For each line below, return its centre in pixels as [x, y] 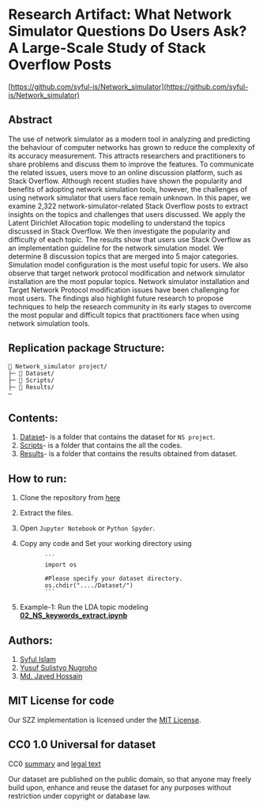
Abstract [30, 120]
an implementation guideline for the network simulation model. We [116, 248]
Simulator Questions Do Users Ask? [128, 31]
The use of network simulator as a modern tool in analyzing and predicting [129, 139]
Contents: [33, 418]
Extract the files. [46, 513]
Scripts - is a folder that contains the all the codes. [101, 445]
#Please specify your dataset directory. [114, 579]
